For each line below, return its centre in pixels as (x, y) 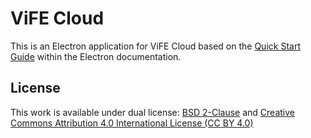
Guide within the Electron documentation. (96, 56)
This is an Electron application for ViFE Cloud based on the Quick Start (155, 46)
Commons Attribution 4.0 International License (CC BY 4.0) (132, 123)
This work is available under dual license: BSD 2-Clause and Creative (152, 112)
